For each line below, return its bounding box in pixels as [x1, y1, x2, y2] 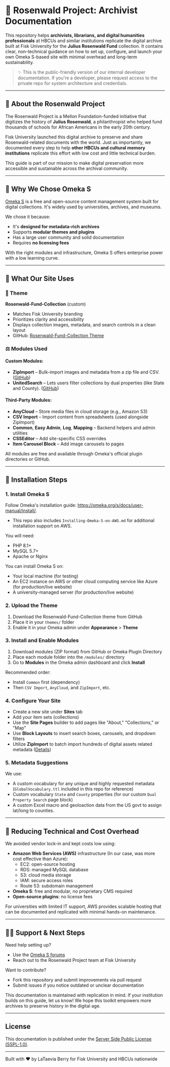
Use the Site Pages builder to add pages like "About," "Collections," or [12, 719, 159, 726]
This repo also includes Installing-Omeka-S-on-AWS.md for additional [12, 517, 155, 524]
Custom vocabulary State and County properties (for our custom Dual [12, 791, 157, 798]
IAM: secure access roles [20, 877, 73, 883]
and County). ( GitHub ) [12, 385, 59, 391]
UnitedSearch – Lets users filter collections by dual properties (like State [12, 380, 164, 386]
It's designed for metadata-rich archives [12, 223, 100, 229]
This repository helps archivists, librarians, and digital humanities [5, 32, 145, 38]
